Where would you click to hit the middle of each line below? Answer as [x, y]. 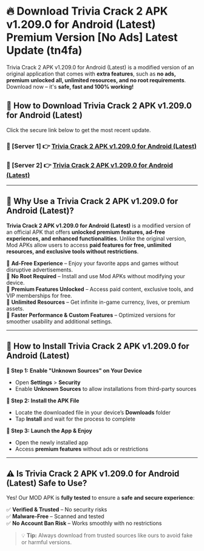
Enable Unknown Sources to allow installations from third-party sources [106, 388]
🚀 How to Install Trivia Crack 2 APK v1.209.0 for [98, 346]
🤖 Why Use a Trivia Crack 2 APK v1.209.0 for [92, 201]
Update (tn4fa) [44, 51]
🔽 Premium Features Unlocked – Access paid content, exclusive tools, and [100, 289]
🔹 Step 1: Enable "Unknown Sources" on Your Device [74, 370]
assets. [15, 308]
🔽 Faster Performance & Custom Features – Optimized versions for [91, 315]
